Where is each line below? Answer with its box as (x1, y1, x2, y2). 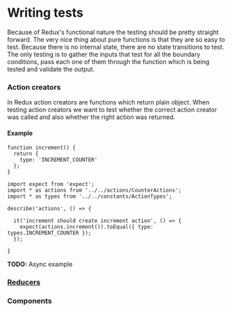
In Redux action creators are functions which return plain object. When (7, 98, 210, 107)
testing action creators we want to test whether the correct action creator (7, 106, 217, 114)
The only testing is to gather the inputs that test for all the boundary (7, 50, 201, 58)
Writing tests (7, 5, 83, 21)
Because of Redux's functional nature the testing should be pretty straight (7, 28, 219, 36)
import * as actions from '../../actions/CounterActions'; (7, 187, 182, 194)
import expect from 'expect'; (7, 181, 95, 188)
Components (7, 296, 52, 306)
